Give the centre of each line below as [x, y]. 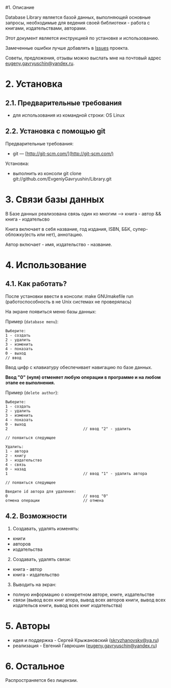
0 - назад [16, 469]
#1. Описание [20, 7]
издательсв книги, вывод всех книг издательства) [67, 605]
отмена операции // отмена [54, 500]
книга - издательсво [28, 219]
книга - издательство [36, 574]
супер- [140, 229]
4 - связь [16, 465]
